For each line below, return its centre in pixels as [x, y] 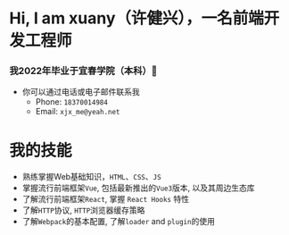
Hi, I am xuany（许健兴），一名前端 [137, 18]
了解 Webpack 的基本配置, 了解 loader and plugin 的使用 [119, 222]
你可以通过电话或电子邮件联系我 [81, 92]
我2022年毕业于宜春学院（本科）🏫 [83, 71]
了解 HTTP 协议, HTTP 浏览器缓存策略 [83, 210]
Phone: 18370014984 [72, 102]
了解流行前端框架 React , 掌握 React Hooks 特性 [106, 199]
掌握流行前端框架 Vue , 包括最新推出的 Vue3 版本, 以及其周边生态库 [138, 188]
